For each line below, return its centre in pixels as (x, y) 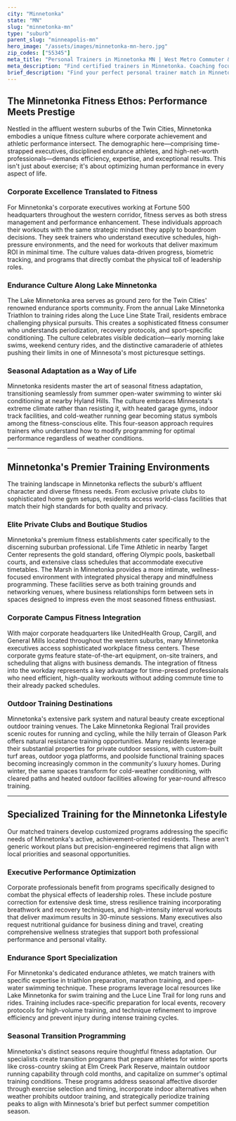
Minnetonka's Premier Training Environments (109, 467)
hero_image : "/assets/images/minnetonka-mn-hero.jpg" (88, 46)
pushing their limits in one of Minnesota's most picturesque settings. (106, 353)
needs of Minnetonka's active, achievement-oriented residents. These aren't (118, 839)
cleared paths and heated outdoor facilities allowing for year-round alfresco (117, 778)
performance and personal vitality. (57, 940)
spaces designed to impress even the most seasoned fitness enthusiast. (112, 599)
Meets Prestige (41, 112)
